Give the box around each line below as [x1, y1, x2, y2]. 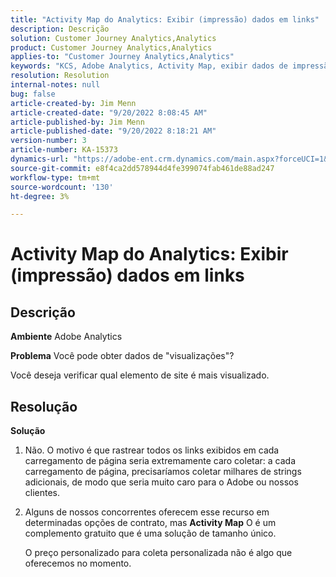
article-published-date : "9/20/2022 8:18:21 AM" [10, 126, 217, 136]
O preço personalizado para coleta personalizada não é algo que [24, 547, 293, 559]
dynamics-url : [10, 154, 70, 164]
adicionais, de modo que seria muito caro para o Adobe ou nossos [24, 476, 299, 488]
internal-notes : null [10, 80, 101, 90]
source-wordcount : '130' [10, 182, 114, 192]
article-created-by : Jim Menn [10, 98, 137, 108]
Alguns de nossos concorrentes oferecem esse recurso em [24, 506, 270, 518]
